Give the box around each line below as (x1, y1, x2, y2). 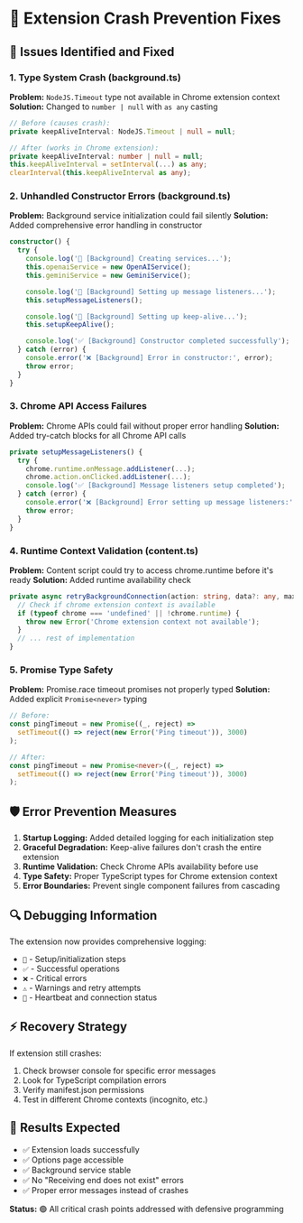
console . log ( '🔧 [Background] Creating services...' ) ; (25, 255, 232, 264)
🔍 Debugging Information (9, 907, 158, 923)
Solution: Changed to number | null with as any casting (9, 101, 218, 112)
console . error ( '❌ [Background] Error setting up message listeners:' (25, 498, 294, 507)
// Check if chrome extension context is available (17, 600, 216, 609)
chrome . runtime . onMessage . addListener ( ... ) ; (25, 464, 196, 473)
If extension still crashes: (9, 1047, 102, 1059)
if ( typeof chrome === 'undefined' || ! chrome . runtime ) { (17, 608, 241, 617)
